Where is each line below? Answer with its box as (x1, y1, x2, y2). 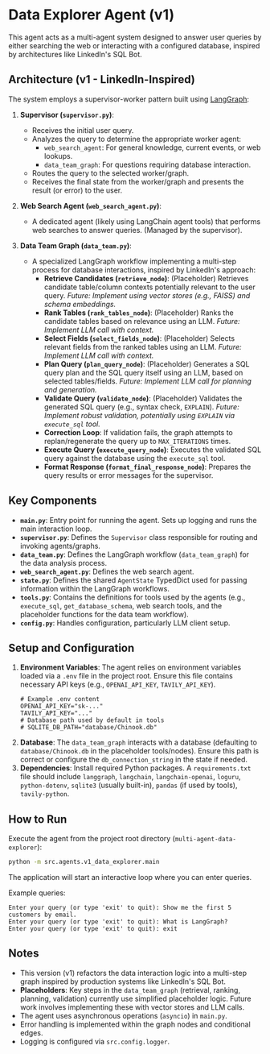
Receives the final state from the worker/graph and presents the (31, 176, 244, 186)
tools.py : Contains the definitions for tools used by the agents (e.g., (19, 592, 246, 602)
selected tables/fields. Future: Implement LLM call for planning (43, 376, 252, 386)
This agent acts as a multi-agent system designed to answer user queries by (8, 32, 262, 42)
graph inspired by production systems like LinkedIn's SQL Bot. (19, 977, 227, 986)
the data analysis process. (19, 558, 108, 567)
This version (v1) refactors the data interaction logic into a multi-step (19, 968, 247, 977)
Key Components (8, 494, 97, 508)
